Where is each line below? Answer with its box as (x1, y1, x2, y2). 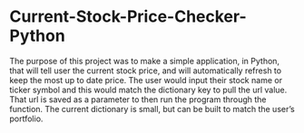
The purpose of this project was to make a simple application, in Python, (9, 55, 279, 66)
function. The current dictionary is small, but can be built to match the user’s (9, 103, 295, 114)
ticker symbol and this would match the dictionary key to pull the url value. (9, 84, 288, 95)
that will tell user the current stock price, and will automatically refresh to (9, 65, 282, 76)
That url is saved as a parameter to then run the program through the (9, 93, 267, 105)
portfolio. (9, 113, 44, 124)
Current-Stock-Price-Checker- (9, 6, 247, 27)
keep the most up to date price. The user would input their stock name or (9, 74, 283, 85)
